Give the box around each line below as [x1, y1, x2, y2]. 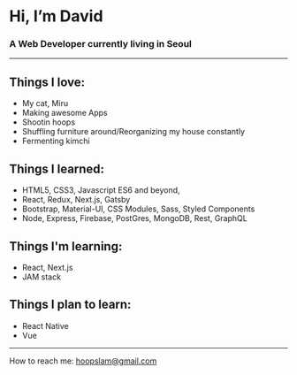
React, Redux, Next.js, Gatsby [21, 195, 131, 205]
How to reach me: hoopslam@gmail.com [9, 356, 157, 366]
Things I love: [9, 74, 86, 89]
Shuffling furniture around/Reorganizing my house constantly [21, 126, 246, 137]
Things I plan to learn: [9, 297, 132, 312]
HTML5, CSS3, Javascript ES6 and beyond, [21, 185, 180, 195]
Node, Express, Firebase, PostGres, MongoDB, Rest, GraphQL [21, 213, 247, 224]
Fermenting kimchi [21, 135, 90, 147]
